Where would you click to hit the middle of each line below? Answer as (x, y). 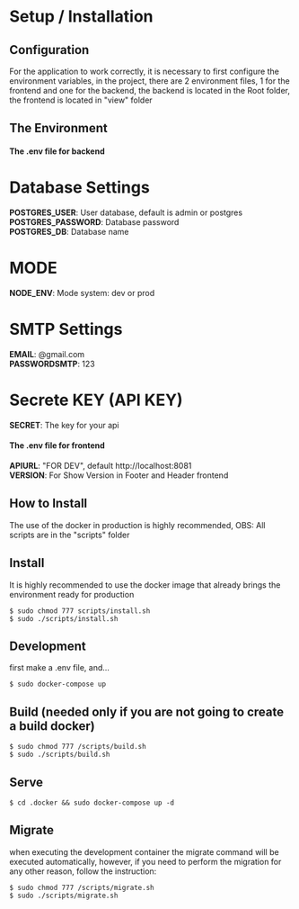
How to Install (48, 504)
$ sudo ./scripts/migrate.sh (64, 895)
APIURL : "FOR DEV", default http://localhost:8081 (101, 465)
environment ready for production (72, 594)
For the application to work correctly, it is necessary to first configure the (145, 71)
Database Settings (79, 188)
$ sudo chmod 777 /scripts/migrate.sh (82, 887)
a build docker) (53, 726)
